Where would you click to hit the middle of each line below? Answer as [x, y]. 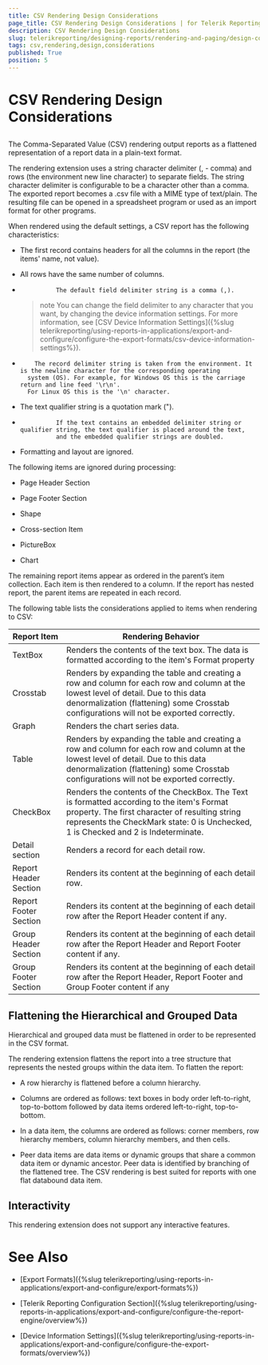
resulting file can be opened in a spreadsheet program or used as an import [132, 202]
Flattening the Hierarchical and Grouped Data [123, 1016]
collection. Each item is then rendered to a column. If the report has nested [131, 584]
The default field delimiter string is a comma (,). [145, 290]
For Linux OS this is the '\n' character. [99, 392]
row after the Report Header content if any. [147, 916]
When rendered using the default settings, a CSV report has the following [129, 226]
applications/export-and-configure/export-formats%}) [109, 1288]
